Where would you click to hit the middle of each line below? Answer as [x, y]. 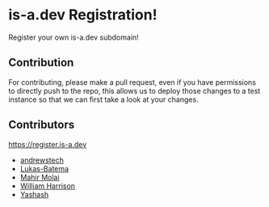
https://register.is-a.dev [48, 144]
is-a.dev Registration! [83, 15]
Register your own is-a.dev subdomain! [74, 37]
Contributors [42, 125]
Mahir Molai [40, 177]
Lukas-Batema [44, 168]
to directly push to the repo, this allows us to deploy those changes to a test [134, 91]
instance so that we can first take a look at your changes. [104, 99]
